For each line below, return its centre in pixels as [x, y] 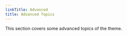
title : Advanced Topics [30, 14]
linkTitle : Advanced [27, 10]
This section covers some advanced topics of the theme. [64, 28]
